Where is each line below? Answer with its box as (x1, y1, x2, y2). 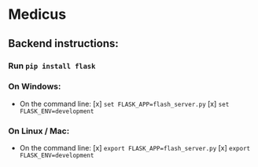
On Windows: (8, 81, 61, 92)
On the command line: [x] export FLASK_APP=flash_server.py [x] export (19, 143, 250, 153)
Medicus (8, 5, 67, 24)
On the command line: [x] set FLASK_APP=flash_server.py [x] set (19, 99, 230, 108)
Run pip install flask (8, 60, 96, 71)
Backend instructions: (8, 37, 120, 50)
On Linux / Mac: (8, 125, 70, 136)
